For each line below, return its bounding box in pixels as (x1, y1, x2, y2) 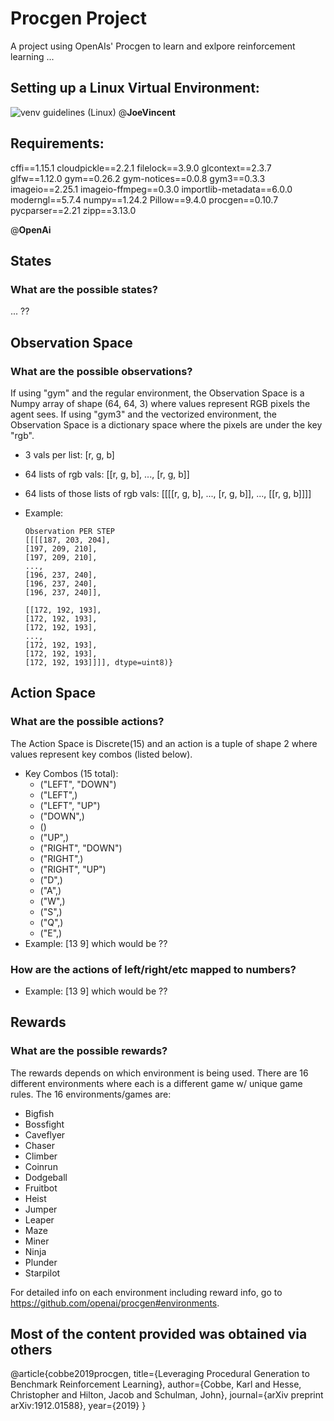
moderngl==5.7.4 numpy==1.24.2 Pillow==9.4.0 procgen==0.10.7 (10, 193, 279, 206)
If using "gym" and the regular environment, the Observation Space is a (10, 387, 305, 399)
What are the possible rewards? (10, 1044, 168, 1058)
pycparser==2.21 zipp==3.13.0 (10, 204, 137, 216)
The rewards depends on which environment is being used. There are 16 (10, 1067, 309, 1079)
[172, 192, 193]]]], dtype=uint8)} (24, 657, 174, 667)
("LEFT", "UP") (39, 799, 101, 811)
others (10, 1342, 53, 1358)
